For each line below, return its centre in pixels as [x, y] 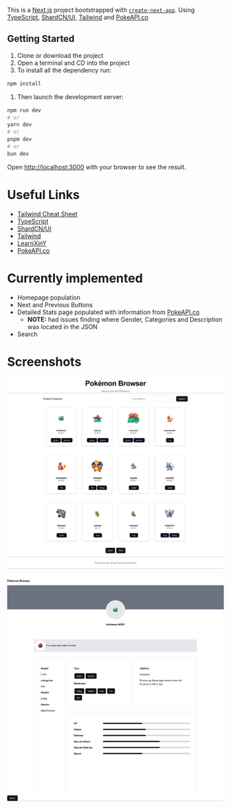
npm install [24, 83]
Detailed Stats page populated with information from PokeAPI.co [108, 312]
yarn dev [20, 125]
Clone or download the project [60, 55]
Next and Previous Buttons [55, 304]
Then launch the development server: [70, 96]
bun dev [18, 154]
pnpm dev [20, 139]
